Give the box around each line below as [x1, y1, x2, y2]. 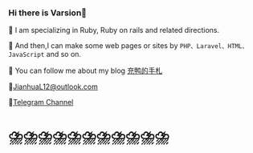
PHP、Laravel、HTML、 [179, 42, 249, 50]
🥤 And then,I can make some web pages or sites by [8, 41, 178, 50]
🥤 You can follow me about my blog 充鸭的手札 [8, 66, 163, 75]
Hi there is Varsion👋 [8, 7, 87, 18]
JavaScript [8, 51, 45, 59]
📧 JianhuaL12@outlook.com [8, 82, 98, 91]
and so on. [46, 50, 82, 59]
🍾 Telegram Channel [8, 98, 74, 107]
